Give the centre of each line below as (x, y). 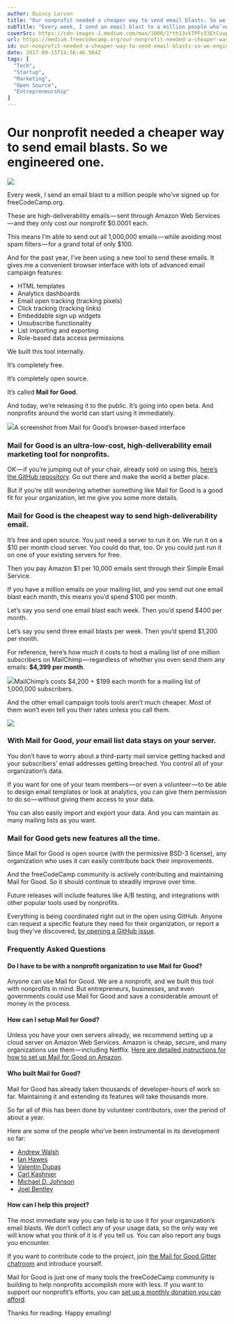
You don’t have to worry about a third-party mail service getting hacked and (116, 756)
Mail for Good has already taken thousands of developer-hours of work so (114, 1089)
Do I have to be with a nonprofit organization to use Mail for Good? (105, 966)
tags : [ (18, 59)
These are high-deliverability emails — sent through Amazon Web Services (114, 215)
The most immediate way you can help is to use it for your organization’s (111, 1220)
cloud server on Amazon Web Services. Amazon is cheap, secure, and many (117, 1043)
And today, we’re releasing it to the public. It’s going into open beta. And (110, 405)
